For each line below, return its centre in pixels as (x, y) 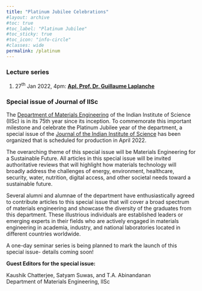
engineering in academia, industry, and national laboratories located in (93, 227)
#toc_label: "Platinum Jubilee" (47, 29)
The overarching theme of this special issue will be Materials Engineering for (101, 152)
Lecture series (28, 72)
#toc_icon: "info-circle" (38, 40)
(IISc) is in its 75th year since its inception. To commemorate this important (99, 121)
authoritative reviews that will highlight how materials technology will (91, 165)
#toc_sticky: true (29, 34)
